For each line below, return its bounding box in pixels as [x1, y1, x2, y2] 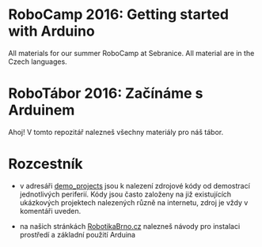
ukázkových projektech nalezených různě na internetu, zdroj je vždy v [19, 197, 249, 207]
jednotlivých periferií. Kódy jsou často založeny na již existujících [19, 189, 232, 199]
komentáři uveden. [19, 206, 82, 215]
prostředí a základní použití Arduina [19, 230, 136, 239]
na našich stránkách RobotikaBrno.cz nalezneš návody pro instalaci [19, 221, 241, 230]
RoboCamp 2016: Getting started [8, 6, 230, 24]
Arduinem [8, 101, 75, 119]
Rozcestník [8, 155, 83, 173]
